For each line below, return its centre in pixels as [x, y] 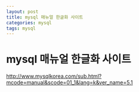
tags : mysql [21, 28]
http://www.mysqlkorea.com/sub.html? [54, 76]
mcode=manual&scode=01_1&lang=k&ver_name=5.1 [69, 83]
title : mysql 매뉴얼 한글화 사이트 [45, 17]
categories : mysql [29, 23]
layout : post [22, 12]
